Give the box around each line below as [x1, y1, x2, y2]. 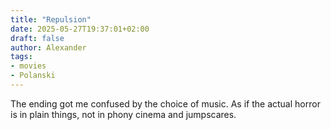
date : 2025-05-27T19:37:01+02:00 [10, 24, 150, 34]
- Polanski [10, 71, 56, 81]
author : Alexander [10, 42, 87, 53]
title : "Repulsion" [10, 14, 92, 25]
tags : [10, 52, 33, 62]
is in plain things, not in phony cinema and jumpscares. [10, 108, 237, 120]
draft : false [10, 33, 65, 43]
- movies [10, 61, 47, 71]
